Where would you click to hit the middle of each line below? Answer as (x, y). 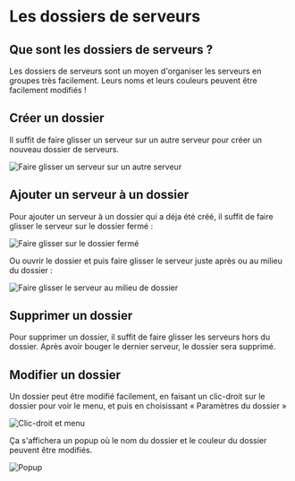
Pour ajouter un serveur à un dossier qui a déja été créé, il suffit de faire (142, 216)
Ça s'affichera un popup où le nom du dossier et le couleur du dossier (138, 441)
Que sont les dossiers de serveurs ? (111, 50)
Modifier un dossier (65, 375)
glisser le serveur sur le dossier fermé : (81, 226)
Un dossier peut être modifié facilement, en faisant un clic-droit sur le (137, 397)
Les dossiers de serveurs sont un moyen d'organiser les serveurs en (135, 71)
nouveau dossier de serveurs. (64, 149)
